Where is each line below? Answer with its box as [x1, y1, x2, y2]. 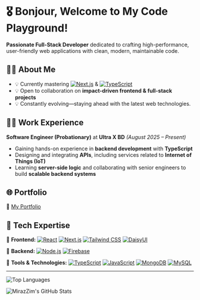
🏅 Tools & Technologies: [6, 259, 67, 266]
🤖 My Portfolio [6, 203, 41, 210]
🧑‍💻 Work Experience [6, 118, 84, 128]
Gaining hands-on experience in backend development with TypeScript [14, 145, 193, 152]
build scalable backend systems [14, 170, 96, 177]
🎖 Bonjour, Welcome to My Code [6, 5, 168, 18]
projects [14, 93, 36, 101]
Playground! [6, 21, 68, 35]
